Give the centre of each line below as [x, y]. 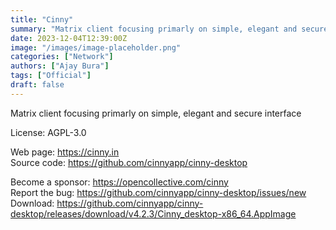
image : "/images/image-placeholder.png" [96, 47]
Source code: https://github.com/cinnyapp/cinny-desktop [129, 162]
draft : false [37, 85]
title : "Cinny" [42, 19]
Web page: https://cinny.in [65, 152]
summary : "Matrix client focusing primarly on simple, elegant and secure [169, 29]
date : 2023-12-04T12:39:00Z [69, 38]
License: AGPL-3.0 [48, 132]
